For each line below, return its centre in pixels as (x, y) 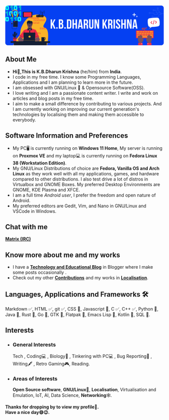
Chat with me (26, 227)
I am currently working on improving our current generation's (76, 109)
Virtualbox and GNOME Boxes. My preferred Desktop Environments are (86, 184)
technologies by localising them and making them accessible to (78, 114)
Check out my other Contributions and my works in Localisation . (80, 278)
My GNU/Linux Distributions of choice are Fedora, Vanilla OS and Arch (86, 168)
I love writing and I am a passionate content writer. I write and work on (85, 93)
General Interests (34, 345)
